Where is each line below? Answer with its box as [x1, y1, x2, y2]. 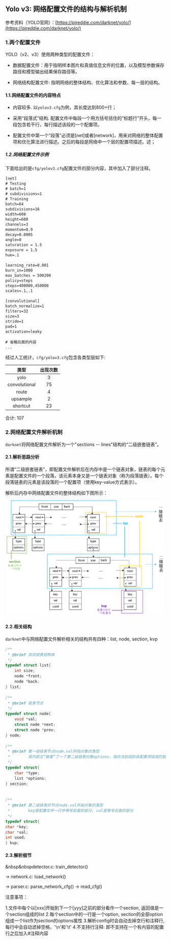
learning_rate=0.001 [5, 263, 49, 268]
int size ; [14, 668, 36, 674]
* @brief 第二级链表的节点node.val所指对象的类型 [7, 803, 103, 808]
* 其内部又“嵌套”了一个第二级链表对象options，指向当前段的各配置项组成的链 [7, 754, 166, 759]
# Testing [5, 181, 26, 186]
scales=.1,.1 [5, 288, 33, 293]
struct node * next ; [14, 722, 56, 727]
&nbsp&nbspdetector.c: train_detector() [5, 864, 88, 870]
